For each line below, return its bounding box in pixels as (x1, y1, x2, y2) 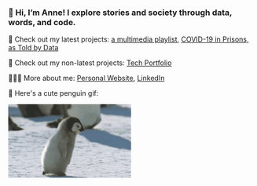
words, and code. (8, 16, 76, 27)
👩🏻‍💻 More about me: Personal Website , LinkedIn (8, 74, 165, 83)
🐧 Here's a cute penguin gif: (8, 89, 99, 98)
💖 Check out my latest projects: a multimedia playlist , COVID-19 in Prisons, (8, 35, 249, 44)
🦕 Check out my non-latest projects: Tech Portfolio (8, 58, 172, 67)
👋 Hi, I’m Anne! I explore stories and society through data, (8, 7, 233, 18)
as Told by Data (8, 43, 59, 53)
